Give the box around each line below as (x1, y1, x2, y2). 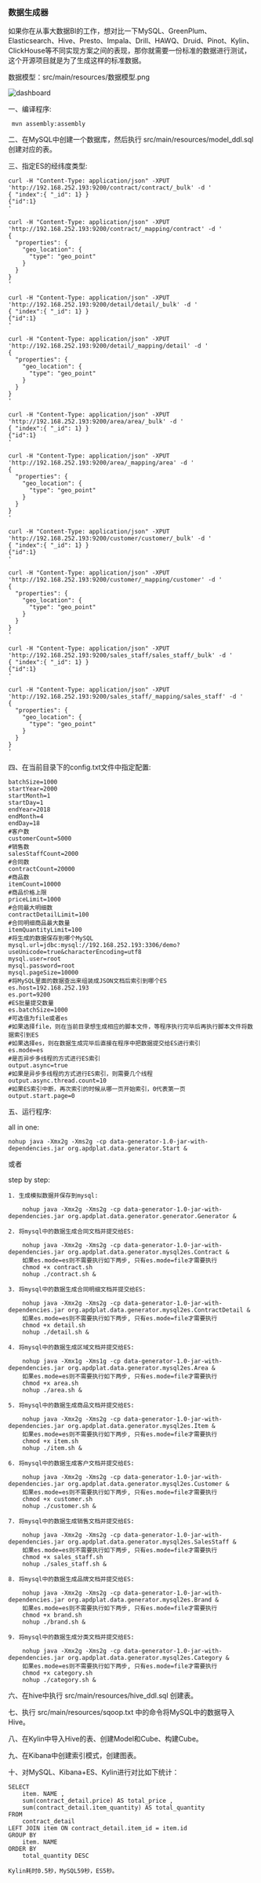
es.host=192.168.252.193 (8, 984, 89, 992)
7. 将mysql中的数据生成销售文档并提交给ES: (8, 1518, 135, 1525)
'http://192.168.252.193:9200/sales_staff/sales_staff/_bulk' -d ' (8, 652, 234, 659)
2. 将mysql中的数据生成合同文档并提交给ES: (8, 1228, 135, 1235)
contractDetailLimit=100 (8, 911, 89, 919)
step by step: (8, 1175, 51, 1184)
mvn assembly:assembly (11, 120, 86, 128)
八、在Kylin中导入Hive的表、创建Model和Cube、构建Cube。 (8, 1734, 204, 1744)
